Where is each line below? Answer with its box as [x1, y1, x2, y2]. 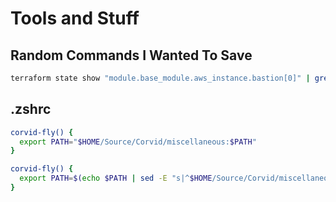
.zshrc [10, 101, 52, 118]
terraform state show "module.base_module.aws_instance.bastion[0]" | [10, 73, 311, 83]
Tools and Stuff [10, 7, 140, 30]
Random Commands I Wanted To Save [10, 47, 253, 64]
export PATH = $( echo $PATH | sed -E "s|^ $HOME [19, 173, 213, 184]
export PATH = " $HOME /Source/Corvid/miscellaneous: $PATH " [19, 137, 257, 147]
